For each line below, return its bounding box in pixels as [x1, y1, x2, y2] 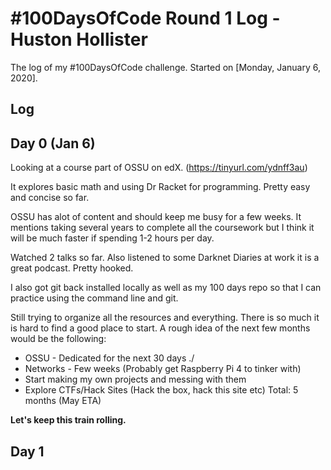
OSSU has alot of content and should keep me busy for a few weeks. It [10, 211, 302, 223]
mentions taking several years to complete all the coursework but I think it [10, 222, 315, 234]
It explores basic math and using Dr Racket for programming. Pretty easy [10, 181, 311, 193]
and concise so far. [10, 192, 90, 204]
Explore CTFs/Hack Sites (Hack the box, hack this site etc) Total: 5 [24, 384, 299, 396]
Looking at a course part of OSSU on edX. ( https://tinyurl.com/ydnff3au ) [10, 162, 308, 174]
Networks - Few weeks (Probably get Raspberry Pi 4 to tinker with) [24, 363, 302, 375]
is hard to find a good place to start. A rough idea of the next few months [10, 322, 311, 334]
